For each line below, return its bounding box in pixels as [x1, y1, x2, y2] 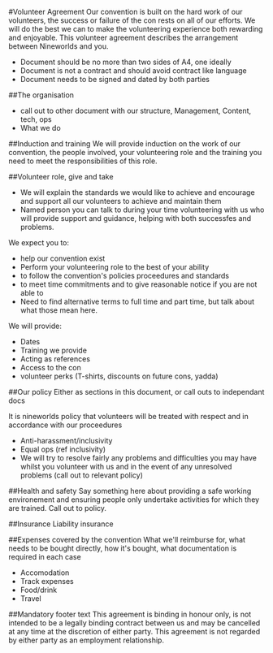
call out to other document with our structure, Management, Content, [19, 106, 252, 115]
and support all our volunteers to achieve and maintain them [19, 197, 222, 205]
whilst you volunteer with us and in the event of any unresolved [19, 462, 232, 471]
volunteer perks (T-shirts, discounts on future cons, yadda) [19, 371, 219, 381]
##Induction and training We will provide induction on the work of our [8, 139, 241, 149]
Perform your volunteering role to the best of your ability [19, 262, 210, 271]
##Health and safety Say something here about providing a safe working [8, 487, 252, 495]
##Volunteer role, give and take [8, 172, 114, 181]
